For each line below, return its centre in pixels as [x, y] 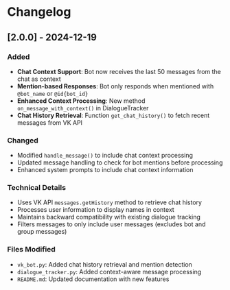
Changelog [39, 12]
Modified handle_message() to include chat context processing [105, 156]
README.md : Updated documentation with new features [93, 279]
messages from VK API [50, 122]
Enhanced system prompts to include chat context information [105, 170]
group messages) [42, 232]
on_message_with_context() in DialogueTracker [83, 108]
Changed [23, 140]
